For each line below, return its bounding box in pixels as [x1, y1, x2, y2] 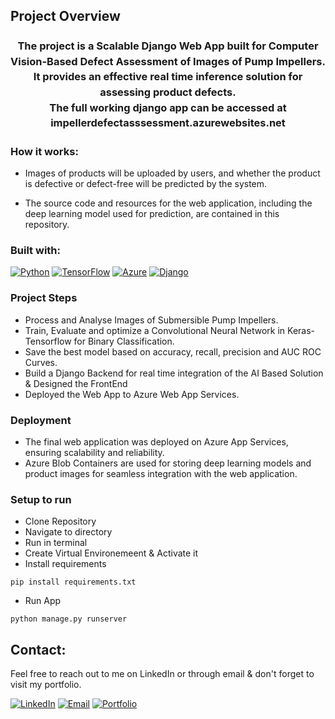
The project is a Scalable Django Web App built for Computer [17, 39, 319, 53]
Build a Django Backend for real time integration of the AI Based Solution [24, 367, 324, 379]
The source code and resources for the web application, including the [24, 197, 313, 209]
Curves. [24, 356, 58, 368]
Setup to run [10, 492, 72, 506]
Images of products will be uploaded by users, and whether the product [24, 167, 321, 179]
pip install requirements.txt [10, 577, 137, 588]
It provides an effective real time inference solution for [33, 70, 303, 84]
